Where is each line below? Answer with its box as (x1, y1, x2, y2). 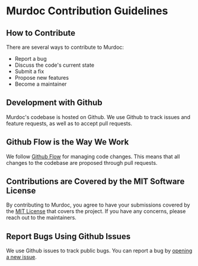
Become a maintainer (14, 80, 67, 87)
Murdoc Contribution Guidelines (6, 4, 168, 18)
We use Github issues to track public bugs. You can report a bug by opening (6, 247, 193, 254)
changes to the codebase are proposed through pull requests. (6, 159, 158, 166)
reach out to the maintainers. (6, 214, 77, 221)
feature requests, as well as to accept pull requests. (6, 120, 132, 127)
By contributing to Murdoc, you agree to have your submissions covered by (6, 201, 190, 209)
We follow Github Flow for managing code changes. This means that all (6, 153, 180, 160)
